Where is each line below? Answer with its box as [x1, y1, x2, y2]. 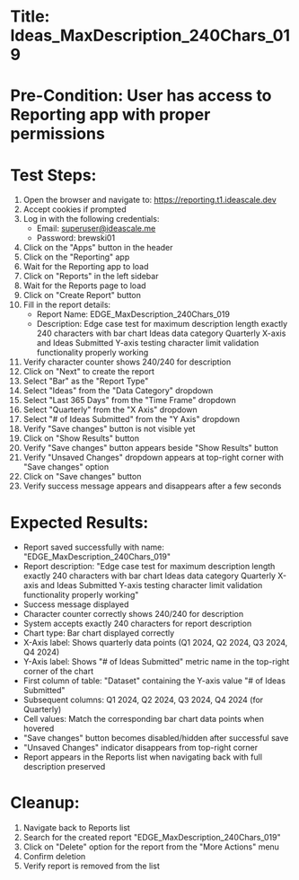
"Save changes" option [22, 462, 110, 472]
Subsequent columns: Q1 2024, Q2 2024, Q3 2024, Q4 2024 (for [22, 694, 264, 706]
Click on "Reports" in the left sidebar [22, 271, 159, 282]
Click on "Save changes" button [22, 471, 142, 482]
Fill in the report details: [22, 299, 111, 311]
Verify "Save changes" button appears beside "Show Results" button [22, 443, 279, 453]
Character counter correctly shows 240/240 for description [22, 609, 244, 620]
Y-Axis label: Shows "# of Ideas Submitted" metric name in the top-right [22, 656, 290, 667]
